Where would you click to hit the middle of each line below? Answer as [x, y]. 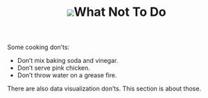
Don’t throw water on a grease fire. [67, 75]
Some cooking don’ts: [38, 47]
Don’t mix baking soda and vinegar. [68, 61]
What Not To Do [120, 12]
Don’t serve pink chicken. [53, 68]
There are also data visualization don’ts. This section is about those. [104, 89]
